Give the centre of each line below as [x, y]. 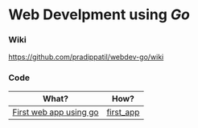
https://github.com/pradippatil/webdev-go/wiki [86, 57]
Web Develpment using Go [99, 15]
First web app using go [56, 112]
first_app [123, 112]
